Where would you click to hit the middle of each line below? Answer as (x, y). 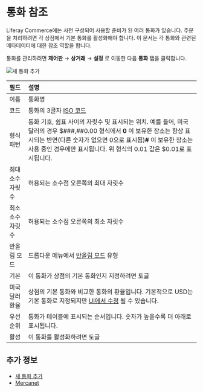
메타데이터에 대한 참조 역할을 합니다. (49, 45)
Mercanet (27, 383)
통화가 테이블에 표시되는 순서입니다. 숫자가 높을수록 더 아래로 (110, 316)
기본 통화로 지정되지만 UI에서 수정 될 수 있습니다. (93, 301)
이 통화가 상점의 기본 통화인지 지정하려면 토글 (89, 275)
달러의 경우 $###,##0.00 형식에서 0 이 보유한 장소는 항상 (106, 130)
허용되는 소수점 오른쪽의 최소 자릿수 (76, 221)
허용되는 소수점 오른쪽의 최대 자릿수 (76, 183)
